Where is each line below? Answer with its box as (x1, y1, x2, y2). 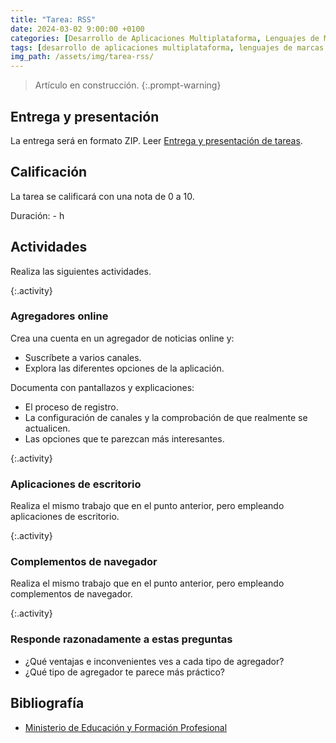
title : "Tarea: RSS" (10, 14, 97, 25)
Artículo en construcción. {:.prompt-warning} (34, 79, 222, 91)
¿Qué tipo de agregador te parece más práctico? (24, 666, 225, 678)
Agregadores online (10, 309, 109, 323)
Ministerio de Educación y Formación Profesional (24, 721, 228, 733)
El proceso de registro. (24, 401, 119, 413)
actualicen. (24, 422, 71, 434)
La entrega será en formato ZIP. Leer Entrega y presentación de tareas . (10, 134, 303, 146)
